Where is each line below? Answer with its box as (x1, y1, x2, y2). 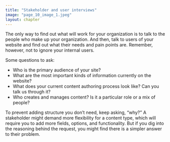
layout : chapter (5, 17, 40, 22)
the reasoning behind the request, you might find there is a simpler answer (5, 126, 162, 132)
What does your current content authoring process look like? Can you (12, 83, 159, 89)
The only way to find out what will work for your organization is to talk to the (5, 31, 165, 37)
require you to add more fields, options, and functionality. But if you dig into (5, 121, 164, 127)
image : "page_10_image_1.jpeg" (5, 12, 72, 17)
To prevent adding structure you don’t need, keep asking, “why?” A (5, 109, 147, 115)
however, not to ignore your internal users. (5, 47, 94, 54)
